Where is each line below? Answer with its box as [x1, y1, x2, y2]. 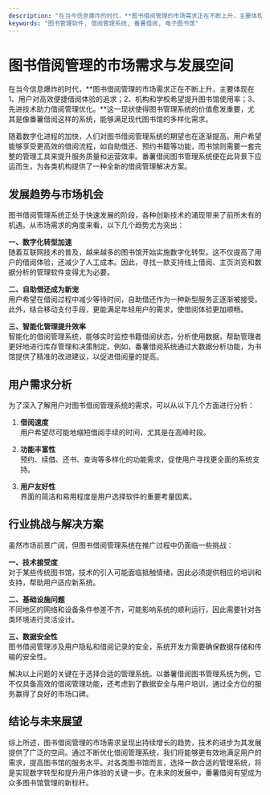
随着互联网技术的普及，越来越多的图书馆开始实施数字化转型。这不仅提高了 [8, 247, 255, 257]
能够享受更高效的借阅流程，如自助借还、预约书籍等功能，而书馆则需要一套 [8, 141, 255, 151]
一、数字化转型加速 [8, 238, 72, 247]
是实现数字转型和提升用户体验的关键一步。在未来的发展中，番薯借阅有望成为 [8, 768, 262, 777]
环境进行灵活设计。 [14, 614, 79, 624]
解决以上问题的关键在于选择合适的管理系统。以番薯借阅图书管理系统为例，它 [8, 668, 262, 679]
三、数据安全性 [8, 631, 58, 641]
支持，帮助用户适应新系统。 [8, 577, 100, 587]
